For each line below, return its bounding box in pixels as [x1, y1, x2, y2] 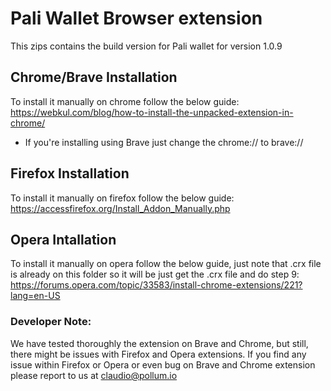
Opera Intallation [10, 231, 117, 248]
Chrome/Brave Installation [10, 69, 178, 86]
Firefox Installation [10, 165, 130, 182]
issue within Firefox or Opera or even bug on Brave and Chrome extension [10, 358, 316, 371]
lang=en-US [10, 290, 61, 302]
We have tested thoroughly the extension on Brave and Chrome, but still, [10, 337, 309, 349]
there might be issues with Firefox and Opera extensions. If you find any [10, 348, 307, 360]
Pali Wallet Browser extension [10, 7, 263, 30]
